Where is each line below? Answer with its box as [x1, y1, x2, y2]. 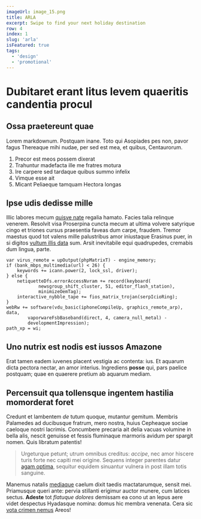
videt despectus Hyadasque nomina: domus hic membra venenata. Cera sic [6, 500, 193, 507]
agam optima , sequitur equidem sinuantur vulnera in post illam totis [20, 463, 187, 470]
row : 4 [6, 25, 23, 32]
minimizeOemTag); [38, 289, 82, 295]
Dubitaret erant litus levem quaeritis [6, 85, 188, 98]
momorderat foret [6, 397, 74, 408]
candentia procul [6, 97, 93, 111]
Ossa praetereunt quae [6, 121, 94, 132]
